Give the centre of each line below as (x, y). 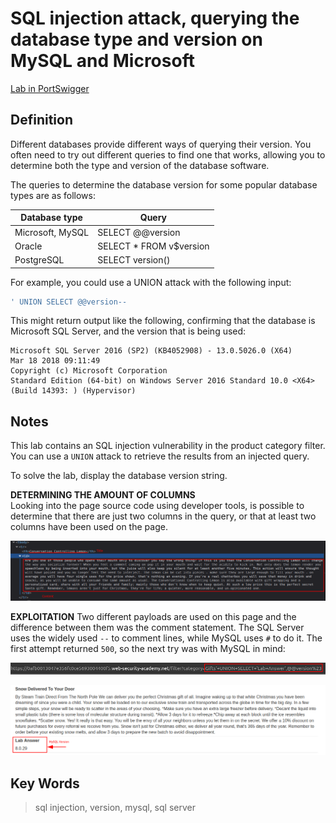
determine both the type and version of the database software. (140, 165)
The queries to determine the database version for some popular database (164, 184)
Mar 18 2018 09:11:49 (55, 361)
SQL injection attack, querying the (155, 18)
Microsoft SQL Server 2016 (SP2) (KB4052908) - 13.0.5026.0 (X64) (151, 351)
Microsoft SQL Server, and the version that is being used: (128, 331)
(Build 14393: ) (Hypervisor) (73, 391)
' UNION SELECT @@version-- (69, 302)
